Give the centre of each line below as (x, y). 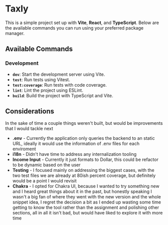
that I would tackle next (29, 129)
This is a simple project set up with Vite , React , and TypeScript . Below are (82, 23)
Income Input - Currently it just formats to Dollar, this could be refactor (85, 160)
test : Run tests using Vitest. (41, 79)
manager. (15, 33)
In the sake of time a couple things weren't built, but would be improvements (84, 123)
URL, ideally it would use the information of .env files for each (76, 144)
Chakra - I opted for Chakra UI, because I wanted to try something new (86, 186)
